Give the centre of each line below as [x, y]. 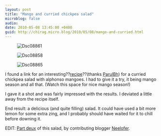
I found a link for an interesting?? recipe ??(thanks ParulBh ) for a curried [75, 74]
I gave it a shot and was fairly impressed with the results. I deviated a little [79, 94]
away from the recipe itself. [32, 99]
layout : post [18, 9]
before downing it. [23, 119]
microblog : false [22, 18]
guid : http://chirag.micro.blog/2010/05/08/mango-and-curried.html [74, 32]
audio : [12, 23]
